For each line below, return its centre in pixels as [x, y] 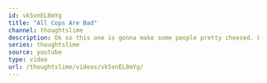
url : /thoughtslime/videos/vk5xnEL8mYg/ [76, 67]
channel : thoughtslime [46, 30]
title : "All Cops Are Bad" [53, 23]
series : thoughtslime [44, 45]
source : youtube [35, 52]
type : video [28, 60]
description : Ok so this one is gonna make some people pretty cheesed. [131, 38]
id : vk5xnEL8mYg [35, 15]
